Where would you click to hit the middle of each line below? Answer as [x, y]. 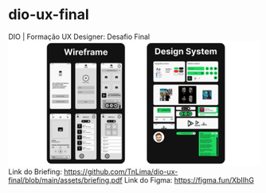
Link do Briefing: [35, 172]
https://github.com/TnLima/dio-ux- [121, 172]
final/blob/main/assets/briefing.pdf [65, 179]
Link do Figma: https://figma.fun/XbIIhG [189, 179]
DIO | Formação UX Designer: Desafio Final [79, 37]
